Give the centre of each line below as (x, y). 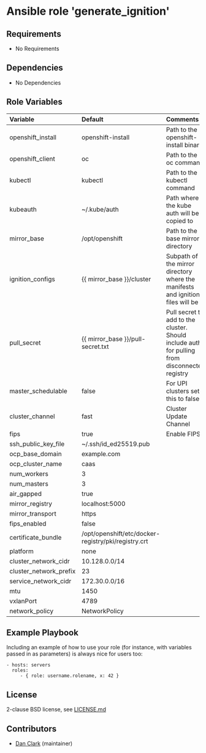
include (177, 343)
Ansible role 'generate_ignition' (88, 11)
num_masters (29, 484)
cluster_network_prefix (43, 571)
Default (93, 119)
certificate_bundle (36, 537)
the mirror (180, 264)
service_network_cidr (40, 581)
